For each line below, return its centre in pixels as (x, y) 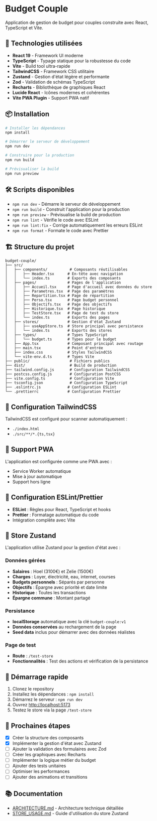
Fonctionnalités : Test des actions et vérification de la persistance (80, 661)
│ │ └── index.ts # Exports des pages (58, 318)
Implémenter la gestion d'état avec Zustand (57, 743)
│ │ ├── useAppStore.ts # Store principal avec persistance (74, 326)
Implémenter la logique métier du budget (54, 760)
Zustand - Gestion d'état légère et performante (61, 76)
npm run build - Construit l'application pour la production (71, 209)
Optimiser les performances (41, 771)
